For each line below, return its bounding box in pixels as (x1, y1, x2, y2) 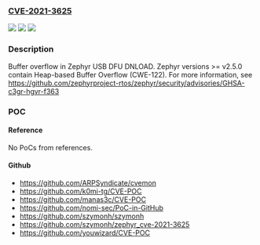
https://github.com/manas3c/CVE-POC (19, 194, 147, 204)
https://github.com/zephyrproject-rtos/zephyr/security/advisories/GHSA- (8, 78, 245, 88)
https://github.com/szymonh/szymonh (19, 211, 145, 221)
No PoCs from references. (8, 142, 93, 152)
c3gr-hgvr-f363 (8, 86, 60, 95)
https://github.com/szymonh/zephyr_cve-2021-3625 (19, 219, 190, 229)
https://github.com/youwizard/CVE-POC (19, 228, 151, 237)
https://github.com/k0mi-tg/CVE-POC (19, 186, 143, 196)
